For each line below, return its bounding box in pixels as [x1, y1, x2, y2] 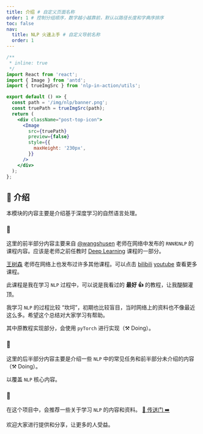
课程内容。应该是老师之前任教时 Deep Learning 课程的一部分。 [6, 248, 164, 255]
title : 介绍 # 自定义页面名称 [6, 9, 75, 15]
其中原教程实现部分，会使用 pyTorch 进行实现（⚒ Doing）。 [6, 324, 155, 332]
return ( [12, 111, 34, 117]
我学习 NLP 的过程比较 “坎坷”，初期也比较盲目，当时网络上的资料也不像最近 [6, 304, 196, 311]
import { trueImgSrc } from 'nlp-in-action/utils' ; [6, 83, 141, 89]
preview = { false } [28, 134, 70, 140]
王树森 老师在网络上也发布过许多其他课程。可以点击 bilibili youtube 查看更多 [6, 261, 197, 268]
